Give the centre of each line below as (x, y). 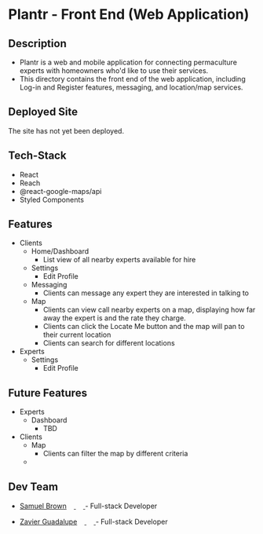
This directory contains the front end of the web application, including (132, 79)
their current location (77, 335)
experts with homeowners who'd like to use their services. (114, 71)
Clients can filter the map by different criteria (115, 454)
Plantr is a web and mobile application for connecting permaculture (128, 62)
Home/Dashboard (60, 251)
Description (37, 44)
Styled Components (52, 199)
